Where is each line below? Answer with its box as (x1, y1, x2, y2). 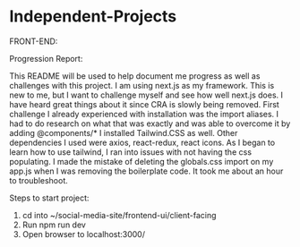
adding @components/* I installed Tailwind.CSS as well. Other (9, 127, 238, 138)
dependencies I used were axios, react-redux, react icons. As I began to (9, 137, 276, 148)
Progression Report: (9, 53, 83, 64)
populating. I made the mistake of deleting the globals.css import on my (9, 156, 274, 166)
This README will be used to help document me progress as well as (9, 70, 261, 81)
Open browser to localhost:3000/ (21, 228, 146, 239)
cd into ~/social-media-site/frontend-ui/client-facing (21, 209, 217, 220)
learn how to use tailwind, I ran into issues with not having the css (9, 146, 253, 158)
